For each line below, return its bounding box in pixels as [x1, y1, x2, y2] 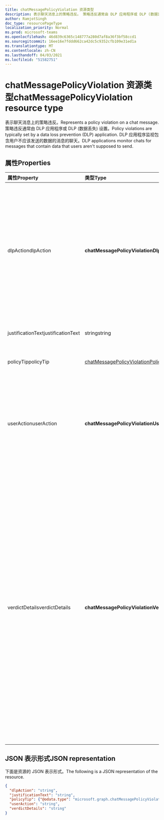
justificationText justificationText [7, 330, 80, 336]
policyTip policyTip [7, 358, 50, 365]
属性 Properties [5, 158, 51, 167]
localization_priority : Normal [5, 25, 69, 30]
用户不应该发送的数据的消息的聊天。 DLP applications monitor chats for [9, 138, 152, 144]
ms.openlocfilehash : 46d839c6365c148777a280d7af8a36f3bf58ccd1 [5, 35, 137, 40]
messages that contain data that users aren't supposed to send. [5, 143, 134, 149]
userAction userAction [7, 420, 57, 427]
